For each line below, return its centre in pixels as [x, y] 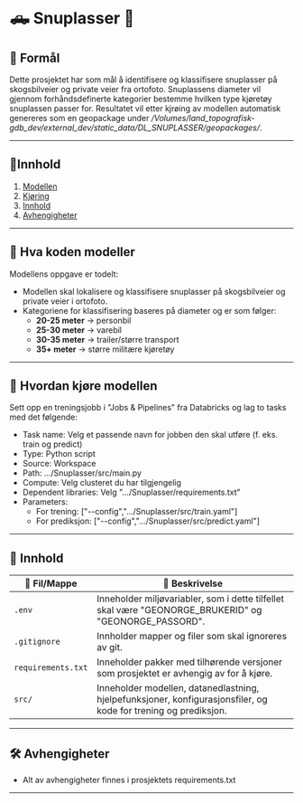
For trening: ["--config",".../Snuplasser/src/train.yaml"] [137, 512]
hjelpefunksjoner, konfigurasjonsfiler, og [182, 700]
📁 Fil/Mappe [50, 583]
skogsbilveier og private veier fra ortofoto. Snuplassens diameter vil [135, 89]
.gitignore [37, 642]
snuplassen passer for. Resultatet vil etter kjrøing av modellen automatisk [145, 109]
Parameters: [45, 502]
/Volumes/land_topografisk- [203, 118]
